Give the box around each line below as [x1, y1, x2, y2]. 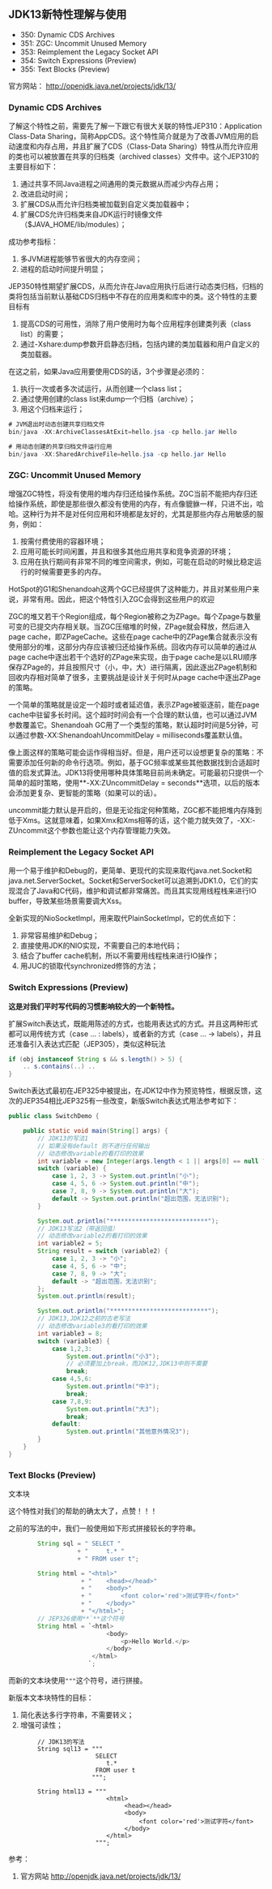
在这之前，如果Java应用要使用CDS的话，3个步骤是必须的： [8, 367, 207, 377]
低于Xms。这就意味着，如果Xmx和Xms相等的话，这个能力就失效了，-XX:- [8, 815, 256, 825]
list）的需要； [19, 329, 66, 339]
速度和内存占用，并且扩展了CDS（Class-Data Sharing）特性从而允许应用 [15, 141, 259, 152]
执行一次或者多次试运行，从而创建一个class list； [19, 384, 185, 394]
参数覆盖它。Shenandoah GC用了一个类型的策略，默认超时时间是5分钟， [8, 720, 252, 729]
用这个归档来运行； [19, 404, 85, 414]
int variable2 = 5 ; [37, 1240, 104, 1248]
